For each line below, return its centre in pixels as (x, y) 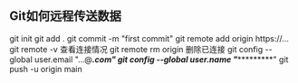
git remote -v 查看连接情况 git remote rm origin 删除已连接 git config (136, 49)
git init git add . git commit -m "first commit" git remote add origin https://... (149, 38)
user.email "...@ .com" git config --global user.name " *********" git (162, 59)
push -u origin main (46, 69)
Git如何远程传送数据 (66, 16)
